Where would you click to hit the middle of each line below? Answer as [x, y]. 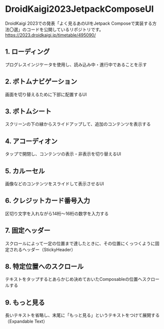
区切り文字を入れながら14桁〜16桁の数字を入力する [57, 213]
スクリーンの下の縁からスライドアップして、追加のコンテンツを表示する [78, 124]
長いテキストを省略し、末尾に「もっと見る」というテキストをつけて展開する [82, 315]
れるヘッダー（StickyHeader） [45, 249]
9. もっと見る [25, 302]
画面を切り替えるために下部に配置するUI [46, 94]
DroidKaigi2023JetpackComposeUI [80, 9]
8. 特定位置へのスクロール [44, 267]
